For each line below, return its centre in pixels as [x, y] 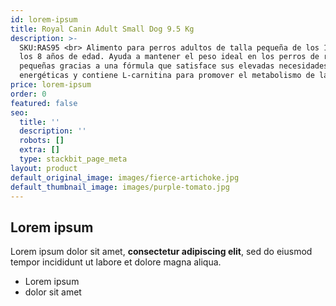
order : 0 [28, 94]
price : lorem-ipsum [51, 85]
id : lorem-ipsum [44, 19]
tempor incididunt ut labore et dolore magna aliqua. [116, 262]
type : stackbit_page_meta [73, 159]
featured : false [44, 103]
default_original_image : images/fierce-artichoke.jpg [125, 177]
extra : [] [39, 150]
